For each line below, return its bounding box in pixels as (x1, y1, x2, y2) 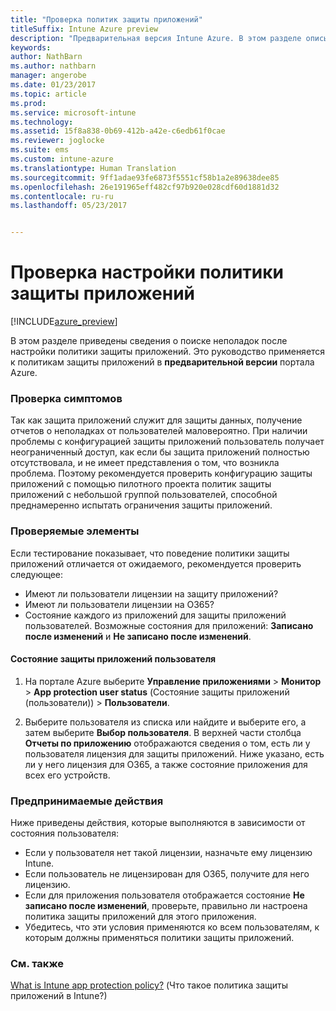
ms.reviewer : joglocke (10, 136, 105, 146)
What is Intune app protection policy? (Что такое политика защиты (10, 979, 288, 991)
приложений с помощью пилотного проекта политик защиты (10, 478, 272, 490)
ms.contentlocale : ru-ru (10, 191, 114, 201)
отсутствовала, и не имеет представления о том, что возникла (10, 457, 280, 469)
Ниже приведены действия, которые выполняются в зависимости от (10, 817, 306, 829)
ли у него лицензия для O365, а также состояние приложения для (24, 758, 308, 770)
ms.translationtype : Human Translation (10, 163, 177, 173)
